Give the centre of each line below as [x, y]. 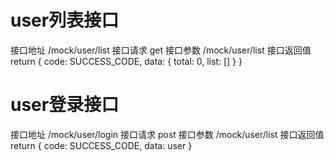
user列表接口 [65, 20]
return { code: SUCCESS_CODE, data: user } [101, 145]
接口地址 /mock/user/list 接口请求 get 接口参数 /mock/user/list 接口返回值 [161, 50]
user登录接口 [65, 105]
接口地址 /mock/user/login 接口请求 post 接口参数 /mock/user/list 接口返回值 [167, 134]
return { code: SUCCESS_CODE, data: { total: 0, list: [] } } [126, 61]
